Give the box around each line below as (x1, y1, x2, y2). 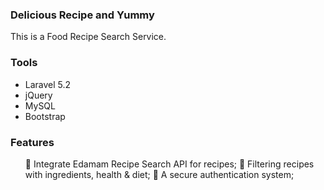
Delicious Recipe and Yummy (10, 8, 155, 22)
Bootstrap (24, 110, 66, 122)
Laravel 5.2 (24, 78, 72, 90)
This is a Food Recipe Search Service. (10, 31, 167, 43)
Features (10, 135, 55, 149)
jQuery (24, 89, 53, 101)
